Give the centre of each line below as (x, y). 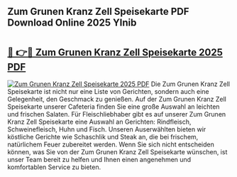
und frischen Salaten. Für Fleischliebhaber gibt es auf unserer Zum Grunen (117, 114)
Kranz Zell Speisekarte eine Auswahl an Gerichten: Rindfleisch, (99, 122)
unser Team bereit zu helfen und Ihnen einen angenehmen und (99, 160)
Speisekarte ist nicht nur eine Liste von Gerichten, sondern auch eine (108, 91)
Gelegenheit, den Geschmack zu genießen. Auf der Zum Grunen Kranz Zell (117, 99)
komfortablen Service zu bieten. (54, 167)
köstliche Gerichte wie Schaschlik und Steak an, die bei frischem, (103, 137)
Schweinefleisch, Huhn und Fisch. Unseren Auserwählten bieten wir (107, 129)
